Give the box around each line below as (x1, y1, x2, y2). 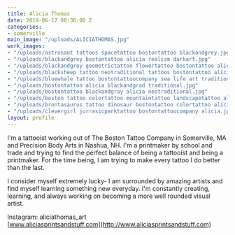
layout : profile (7, 114, 55, 121)
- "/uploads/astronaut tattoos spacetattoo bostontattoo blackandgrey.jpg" (7, 50, 233, 57)
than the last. (7, 163, 45, 171)
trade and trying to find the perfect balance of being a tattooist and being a (7, 148, 224, 157)
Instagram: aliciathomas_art (7, 213, 87, 221)
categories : (7, 23, 42, 30)
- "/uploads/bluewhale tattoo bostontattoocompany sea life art (7, 75, 199, 83)
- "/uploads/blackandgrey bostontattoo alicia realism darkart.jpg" (7, 56, 211, 63)
